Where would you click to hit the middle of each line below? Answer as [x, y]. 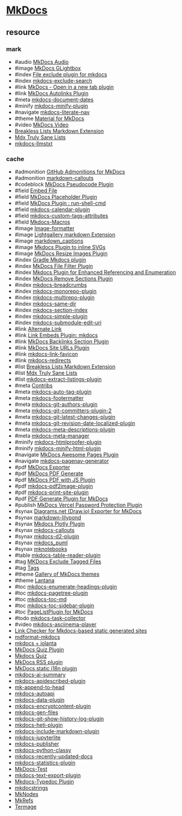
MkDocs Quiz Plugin [39, 650]
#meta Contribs [34, 386]
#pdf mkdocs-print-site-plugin [52, 492]
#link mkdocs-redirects [43, 360]
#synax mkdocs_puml [41, 543]
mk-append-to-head [39, 688]
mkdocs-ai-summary [40, 675]
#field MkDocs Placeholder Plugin [56, 197]
